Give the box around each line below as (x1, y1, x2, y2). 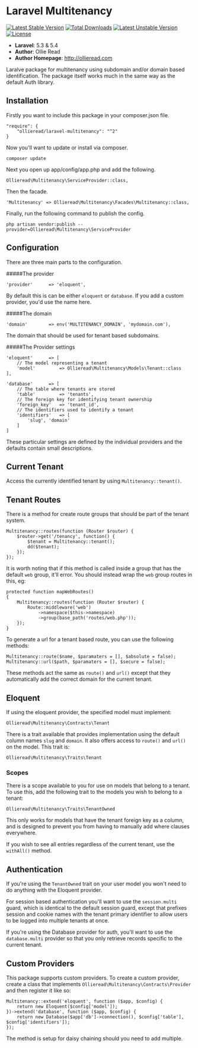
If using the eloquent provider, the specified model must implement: (6, 709, 172, 715)
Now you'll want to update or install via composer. (6, 144, 129, 151)
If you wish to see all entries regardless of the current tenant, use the (6, 841, 175, 848)
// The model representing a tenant (17, 360, 108, 366)
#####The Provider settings (6, 343, 75, 351)
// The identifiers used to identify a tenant (17, 406, 134, 413)
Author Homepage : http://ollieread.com (14, 54, 113, 61)
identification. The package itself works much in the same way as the (6, 72, 175, 79)
